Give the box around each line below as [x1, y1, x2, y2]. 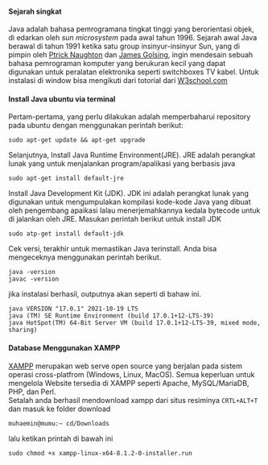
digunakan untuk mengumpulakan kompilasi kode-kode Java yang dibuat [8, 197, 251, 207]
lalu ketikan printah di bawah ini [8, 434, 113, 443]
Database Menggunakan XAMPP [8, 343, 121, 352]
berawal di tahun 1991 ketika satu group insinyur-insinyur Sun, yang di [8, 41, 240, 52]
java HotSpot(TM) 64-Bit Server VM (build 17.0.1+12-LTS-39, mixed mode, [8, 319, 262, 327]
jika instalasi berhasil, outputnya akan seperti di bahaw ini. [8, 289, 202, 299]
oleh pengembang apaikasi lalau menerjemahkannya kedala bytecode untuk [8, 206, 261, 215]
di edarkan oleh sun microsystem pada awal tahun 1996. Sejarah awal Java [8, 33, 258, 43]
